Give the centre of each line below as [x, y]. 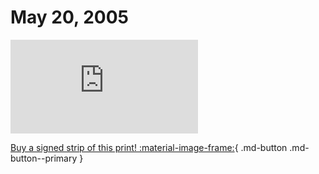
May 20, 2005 [69, 17]
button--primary [44, 158]
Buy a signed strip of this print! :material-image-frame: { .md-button [149, 147]
